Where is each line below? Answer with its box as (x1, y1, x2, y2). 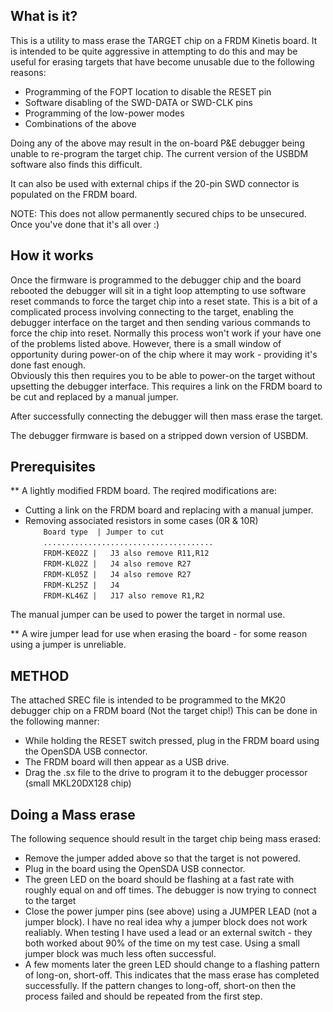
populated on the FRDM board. (10, 188, 138, 200)
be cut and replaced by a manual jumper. (10, 390, 179, 403)
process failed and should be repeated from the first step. (24, 990, 263, 1003)
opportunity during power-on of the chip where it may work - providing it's (10, 348, 318, 360)
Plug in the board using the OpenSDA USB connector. (24, 863, 246, 875)
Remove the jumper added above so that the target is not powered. (24, 852, 302, 864)
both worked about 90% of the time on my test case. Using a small (24, 937, 300, 949)
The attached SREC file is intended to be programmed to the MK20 (10, 694, 286, 706)
